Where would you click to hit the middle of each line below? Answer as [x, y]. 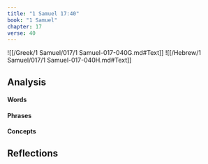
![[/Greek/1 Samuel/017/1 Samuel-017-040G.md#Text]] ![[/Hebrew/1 [104, 53]
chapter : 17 [24, 26]
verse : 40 [22, 33]
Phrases [20, 115]
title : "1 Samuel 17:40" [43, 14]
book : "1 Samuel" [32, 20]
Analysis [27, 82]
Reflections [33, 153]
